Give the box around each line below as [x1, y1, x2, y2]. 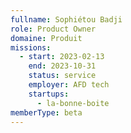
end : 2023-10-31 [28, 61, 97, 71]
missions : [10, 42, 52, 53]
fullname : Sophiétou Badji [10, 14, 123, 25]
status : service [28, 71, 97, 81]
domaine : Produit [10, 33, 83, 43]
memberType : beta [10, 107, 83, 118]
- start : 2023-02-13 [19, 52, 105, 62]
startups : [28, 89, 70, 99]
